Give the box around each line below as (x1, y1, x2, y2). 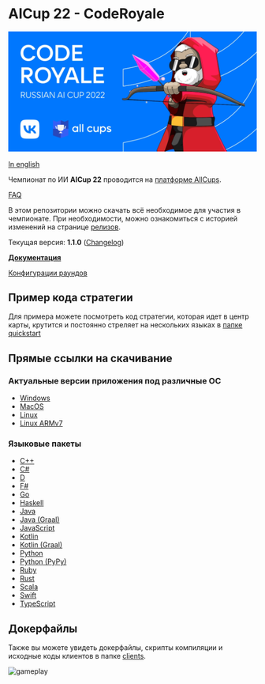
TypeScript (19, 599, 56, 609)
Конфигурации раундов (8, 268, 88, 278)
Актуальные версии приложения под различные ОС (8, 375, 222, 386)
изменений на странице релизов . (8, 222, 121, 232)
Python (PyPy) (19, 557, 67, 566)
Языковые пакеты (8, 438, 81, 449)
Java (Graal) (19, 515, 61, 524)
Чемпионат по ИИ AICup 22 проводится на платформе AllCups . (8, 175, 222, 184)
